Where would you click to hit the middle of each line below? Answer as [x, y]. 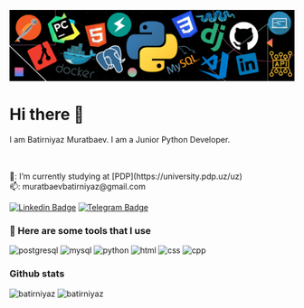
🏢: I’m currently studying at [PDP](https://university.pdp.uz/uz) [126, 176]
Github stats [37, 274]
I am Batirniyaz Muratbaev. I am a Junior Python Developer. [120, 139]
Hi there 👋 [47, 115]
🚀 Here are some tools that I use [81, 230]
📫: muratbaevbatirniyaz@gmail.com [78, 186]
